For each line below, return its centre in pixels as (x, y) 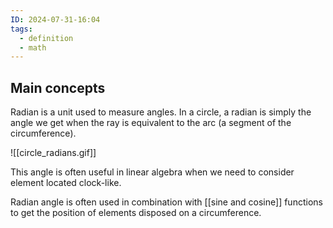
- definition (46, 38)
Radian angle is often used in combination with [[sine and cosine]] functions (166, 202)
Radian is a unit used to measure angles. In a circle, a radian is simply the (161, 112)
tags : (21, 29)
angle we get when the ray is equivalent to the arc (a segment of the (151, 123)
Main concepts (58, 87)
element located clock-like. (66, 183)
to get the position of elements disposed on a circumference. (136, 213)
